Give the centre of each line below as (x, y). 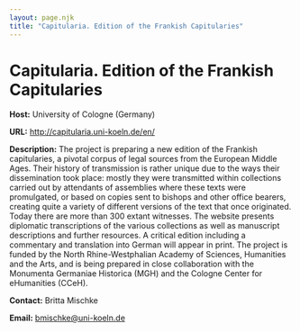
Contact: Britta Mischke (54, 301)
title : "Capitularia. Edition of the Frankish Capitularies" (127, 26)
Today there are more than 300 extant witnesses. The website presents (142, 216)
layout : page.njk (42, 18)
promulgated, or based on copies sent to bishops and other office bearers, (148, 197)
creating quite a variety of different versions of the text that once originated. (150, 207)
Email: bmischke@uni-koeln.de (68, 318)
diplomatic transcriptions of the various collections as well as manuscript (145, 226)
